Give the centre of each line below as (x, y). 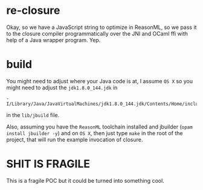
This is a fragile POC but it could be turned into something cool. (85, 180)
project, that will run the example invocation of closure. (75, 139)
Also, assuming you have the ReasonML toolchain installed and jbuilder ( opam (99, 127)
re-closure (33, 11)
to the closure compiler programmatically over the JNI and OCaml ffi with (97, 33)
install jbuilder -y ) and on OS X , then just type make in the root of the (95, 133)
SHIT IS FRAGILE (48, 164)
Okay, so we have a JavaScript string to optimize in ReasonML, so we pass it (101, 27)
